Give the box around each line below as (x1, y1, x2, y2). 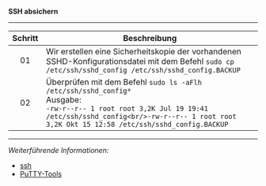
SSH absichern (8, 7, 59, 16)
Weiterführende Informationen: (8, 146, 109, 154)
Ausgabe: (46, 95, 82, 105)
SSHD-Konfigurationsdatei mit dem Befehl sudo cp (46, 56, 235, 66)
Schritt (12, 33, 39, 43)
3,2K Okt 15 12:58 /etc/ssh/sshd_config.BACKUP (46, 120, 229, 128)
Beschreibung (122, 33, 177, 43)
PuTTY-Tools (19, 169, 62, 178)
